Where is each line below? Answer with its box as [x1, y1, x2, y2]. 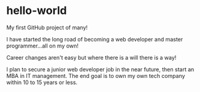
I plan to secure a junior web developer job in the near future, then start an [6, 65, 194, 73]
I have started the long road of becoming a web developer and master [6, 35, 183, 43]
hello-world [6, 4, 67, 18]
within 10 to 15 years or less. [6, 79, 78, 86]
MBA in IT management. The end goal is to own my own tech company [6, 72, 185, 79]
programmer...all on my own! [6, 42, 79, 49]
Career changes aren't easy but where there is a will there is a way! [6, 54, 177, 61]
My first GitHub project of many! [6, 24, 88, 31]
